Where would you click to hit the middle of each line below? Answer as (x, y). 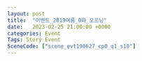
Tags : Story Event (34, 40)
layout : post (26, 14)
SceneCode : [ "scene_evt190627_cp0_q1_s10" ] (72, 46)
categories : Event (34, 33)
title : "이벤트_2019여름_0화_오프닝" (57, 20)
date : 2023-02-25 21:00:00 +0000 (59, 27)
